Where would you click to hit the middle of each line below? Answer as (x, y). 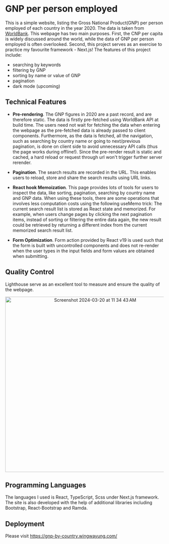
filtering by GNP (29, 70)
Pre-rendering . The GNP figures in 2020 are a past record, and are (82, 114)
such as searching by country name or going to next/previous (76, 141)
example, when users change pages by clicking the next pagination (82, 214)
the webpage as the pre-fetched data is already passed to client (79, 130)
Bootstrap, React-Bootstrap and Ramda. (47, 508)
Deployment (25, 524)
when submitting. (30, 256)
